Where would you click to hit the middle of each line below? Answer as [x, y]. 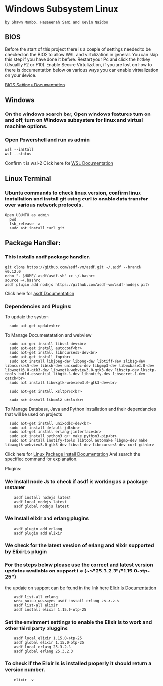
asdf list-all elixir [36, 605]
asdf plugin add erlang [38, 529]
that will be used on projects [34, 414]
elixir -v [24, 680]
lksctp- [149, 370]
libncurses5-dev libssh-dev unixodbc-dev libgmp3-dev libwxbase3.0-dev [80, 366]
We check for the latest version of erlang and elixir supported [80, 545]
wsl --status [18, 154]
